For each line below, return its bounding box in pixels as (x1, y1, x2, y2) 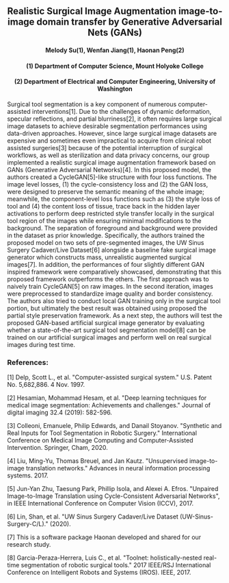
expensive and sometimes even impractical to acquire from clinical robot (7, 136, 212, 145)
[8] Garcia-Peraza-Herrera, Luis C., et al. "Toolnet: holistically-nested (7, 554, 202, 562)
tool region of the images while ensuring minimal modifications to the (7, 216, 202, 225)
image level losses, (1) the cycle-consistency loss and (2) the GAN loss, (7, 180, 208, 188)
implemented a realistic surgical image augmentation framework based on (7, 158, 216, 167)
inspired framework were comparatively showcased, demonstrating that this (7, 267, 222, 276)
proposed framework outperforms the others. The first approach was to (7, 274, 210, 283)
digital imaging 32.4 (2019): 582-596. (7, 408, 113, 417)
